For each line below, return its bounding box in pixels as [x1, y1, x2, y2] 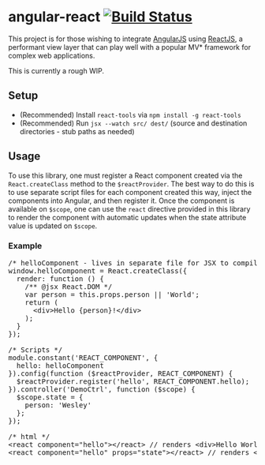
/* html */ [8, 432, 50, 441]
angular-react [8, 8, 101, 26]
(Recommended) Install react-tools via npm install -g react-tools [19, 110, 242, 119]
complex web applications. [8, 51, 95, 60]
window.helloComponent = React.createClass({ [8, 266, 188, 276]
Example [8, 241, 43, 252]
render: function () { [16, 274, 104, 283]
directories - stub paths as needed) [19, 126, 136, 136]
